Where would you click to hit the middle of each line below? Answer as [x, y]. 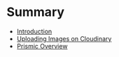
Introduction [34, 31]
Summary [35, 12]
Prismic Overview [42, 46]
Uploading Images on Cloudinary [64, 38]
